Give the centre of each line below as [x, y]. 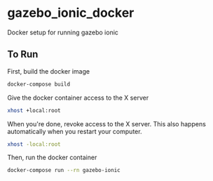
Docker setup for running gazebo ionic [63, 32]
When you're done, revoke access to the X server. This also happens [107, 123]
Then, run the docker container [52, 157]
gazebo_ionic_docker [71, 13]
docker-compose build [39, 84]
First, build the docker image [48, 71]
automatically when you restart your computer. [75, 131]
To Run [23, 54]
